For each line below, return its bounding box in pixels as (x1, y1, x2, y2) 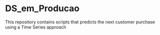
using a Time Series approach (5, 24, 66, 30)
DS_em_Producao (5, 3, 80, 14)
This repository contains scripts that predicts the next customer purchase (5, 19, 155, 25)
